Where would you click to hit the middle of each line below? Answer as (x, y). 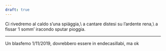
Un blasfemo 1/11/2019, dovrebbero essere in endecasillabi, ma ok (72, 43)
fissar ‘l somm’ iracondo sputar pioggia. (45, 29)
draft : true (17, 10)
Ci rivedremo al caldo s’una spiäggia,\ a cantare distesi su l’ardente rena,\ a (82, 24)
